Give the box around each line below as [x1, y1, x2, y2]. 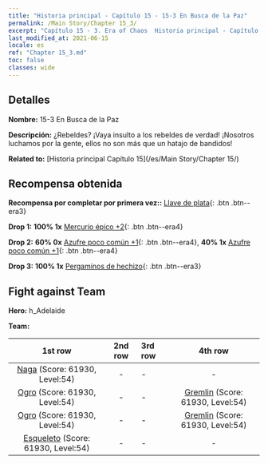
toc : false [8, 57, 45, 65]
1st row [41, 345, 72, 356]
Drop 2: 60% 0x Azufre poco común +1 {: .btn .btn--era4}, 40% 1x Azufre [8, 237, 251, 248]
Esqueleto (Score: [23, 433, 90, 444]
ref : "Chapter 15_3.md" [8, 49, 88, 57]
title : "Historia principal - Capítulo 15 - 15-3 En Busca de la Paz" [8, 11, 248, 20]
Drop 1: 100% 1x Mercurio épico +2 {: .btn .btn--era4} [8, 222, 183, 232]
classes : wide [8, 64, 56, 72]
